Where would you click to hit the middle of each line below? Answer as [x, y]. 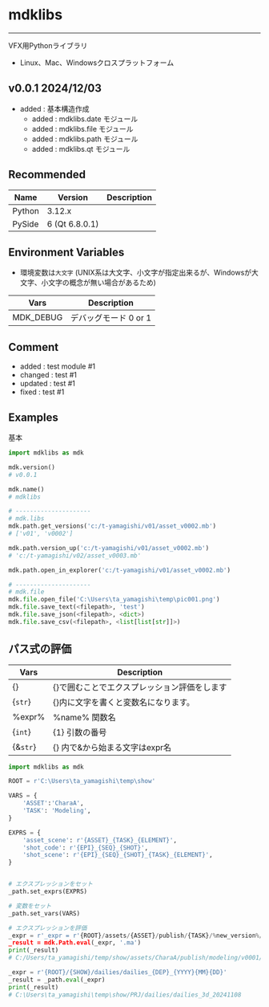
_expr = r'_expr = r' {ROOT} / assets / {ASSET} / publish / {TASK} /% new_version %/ [136, 936]
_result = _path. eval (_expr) [57, 980]
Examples [33, 417]
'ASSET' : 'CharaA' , [53, 803]
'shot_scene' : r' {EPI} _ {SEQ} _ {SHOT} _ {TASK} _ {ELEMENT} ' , [118, 855]
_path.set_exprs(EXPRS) [48, 892]
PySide [26, 224]
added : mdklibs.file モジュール [82, 128]
